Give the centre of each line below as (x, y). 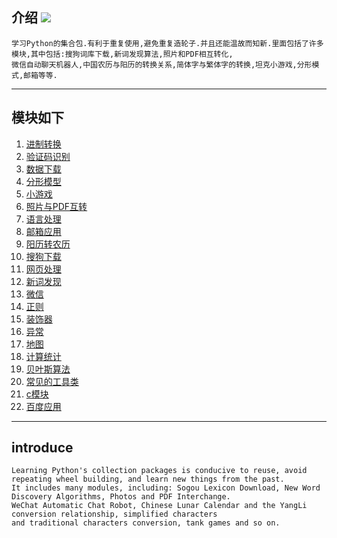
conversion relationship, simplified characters (114, 514)
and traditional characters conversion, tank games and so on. (146, 523)
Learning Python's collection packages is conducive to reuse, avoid (159, 471)
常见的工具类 (52, 381)
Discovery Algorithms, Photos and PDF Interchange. (121, 497)
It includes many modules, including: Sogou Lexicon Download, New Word (166, 488)
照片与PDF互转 (56, 206)
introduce (42, 448)
